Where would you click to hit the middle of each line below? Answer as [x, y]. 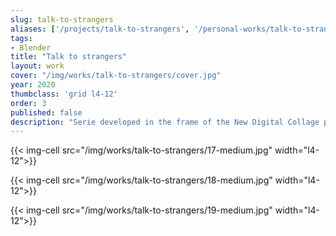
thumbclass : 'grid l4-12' [64, 94]
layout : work [37, 66]
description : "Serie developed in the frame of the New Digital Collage [165, 122]
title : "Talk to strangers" [69, 57]
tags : [21, 38]
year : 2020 [33, 85]
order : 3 [28, 103]
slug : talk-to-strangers [62, 19]
